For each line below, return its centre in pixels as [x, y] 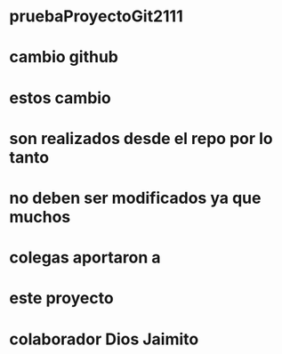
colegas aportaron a [85, 257]
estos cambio [60, 97]
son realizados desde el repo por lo [141, 138]
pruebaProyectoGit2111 [97, 16]
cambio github [64, 57]
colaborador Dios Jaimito [104, 339]
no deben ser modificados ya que [135, 198]
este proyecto [61, 298]
